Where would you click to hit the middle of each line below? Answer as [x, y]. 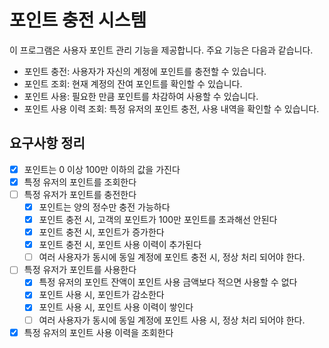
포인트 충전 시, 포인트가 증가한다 [101, 232]
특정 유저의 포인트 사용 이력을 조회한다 [98, 332]
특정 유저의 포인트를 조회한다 [80, 182]
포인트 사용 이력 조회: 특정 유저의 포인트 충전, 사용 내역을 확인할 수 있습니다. [171, 108]
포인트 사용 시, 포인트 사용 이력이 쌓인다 [116, 307]
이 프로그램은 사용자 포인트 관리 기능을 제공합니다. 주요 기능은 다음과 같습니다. [161, 50]
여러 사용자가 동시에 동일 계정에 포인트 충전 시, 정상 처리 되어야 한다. [172, 257]
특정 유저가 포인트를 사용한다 [80, 270]
